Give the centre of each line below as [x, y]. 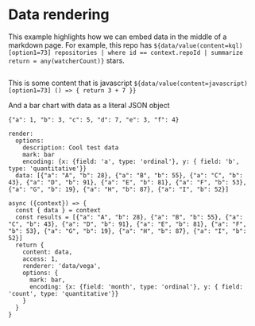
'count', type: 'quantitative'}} [64, 293]
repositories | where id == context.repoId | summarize [149, 52]
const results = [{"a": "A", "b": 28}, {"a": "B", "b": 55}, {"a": [129, 217]
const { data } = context [58, 210]
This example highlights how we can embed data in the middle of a [118, 37]
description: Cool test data [71, 147]
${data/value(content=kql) [198, 45]
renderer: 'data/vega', [62, 266]
